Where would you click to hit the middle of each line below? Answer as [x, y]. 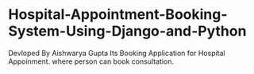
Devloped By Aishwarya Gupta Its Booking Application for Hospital [117, 53]
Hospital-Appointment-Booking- [118, 15]
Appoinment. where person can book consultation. [91, 61]
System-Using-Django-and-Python [127, 31]
